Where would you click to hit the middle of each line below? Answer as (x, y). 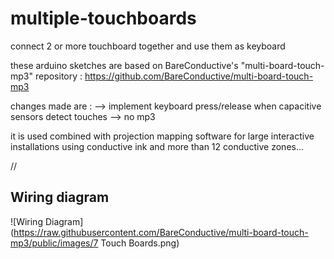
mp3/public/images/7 (54, 243)
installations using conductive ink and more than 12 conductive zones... (157, 146)
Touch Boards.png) (140, 243)
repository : (58, 76)
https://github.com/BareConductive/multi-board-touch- (199, 76)
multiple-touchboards (103, 18)
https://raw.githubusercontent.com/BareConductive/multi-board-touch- (161, 232)
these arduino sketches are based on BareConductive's (124, 65)
